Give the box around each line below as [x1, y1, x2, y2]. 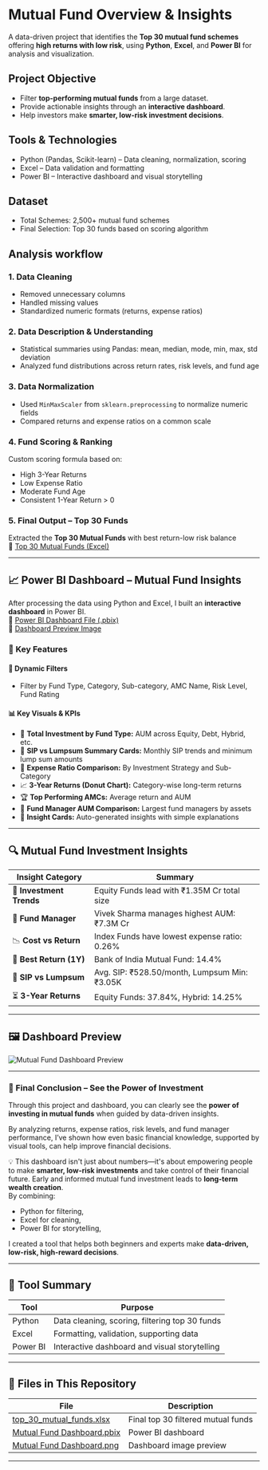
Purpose [120, 1302, 154, 1313]
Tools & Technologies [8, 133, 117, 147]
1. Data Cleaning [8, 271, 73, 282]
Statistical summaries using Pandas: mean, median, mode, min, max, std [19, 345, 258, 354]
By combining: [8, 1191, 56, 1201]
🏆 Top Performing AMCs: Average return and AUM [19, 792, 191, 802]
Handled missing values [19, 298, 99, 308]
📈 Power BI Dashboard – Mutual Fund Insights [8, 573, 242, 587]
